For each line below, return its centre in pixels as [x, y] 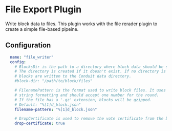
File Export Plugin [44, 10]
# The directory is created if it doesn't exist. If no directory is [90, 71]
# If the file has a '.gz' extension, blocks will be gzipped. [83, 100]
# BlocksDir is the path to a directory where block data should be [89, 67]
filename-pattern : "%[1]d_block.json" [56, 109]
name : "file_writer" [32, 57]
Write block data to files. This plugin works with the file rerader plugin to [81, 24]
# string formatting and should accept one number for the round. [87, 95]
